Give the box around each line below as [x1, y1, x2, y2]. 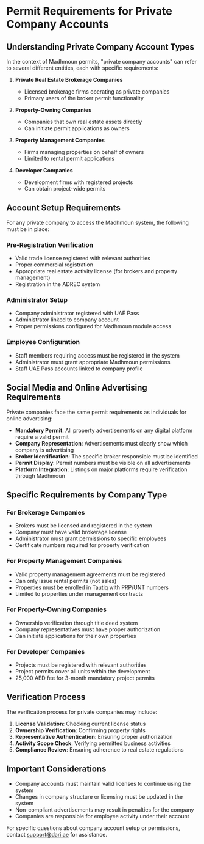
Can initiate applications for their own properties [15, 632, 136, 639]
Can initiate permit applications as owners [24, 125, 130, 132]
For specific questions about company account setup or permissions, [6, 824, 181, 832]
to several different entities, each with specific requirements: [6, 64, 158, 72]
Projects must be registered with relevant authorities [15, 661, 147, 669]
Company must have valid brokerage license [15, 529, 127, 536]
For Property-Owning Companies [6, 605, 107, 614]
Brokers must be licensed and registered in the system [15, 522, 152, 529]
